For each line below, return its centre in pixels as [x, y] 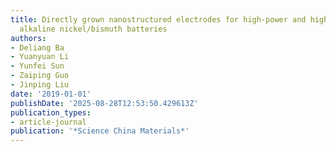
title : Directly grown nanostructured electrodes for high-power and [158, 19]
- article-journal [48, 122]
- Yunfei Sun [37, 66]
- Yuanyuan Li [40, 57]
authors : [28, 38]
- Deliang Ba [37, 47]
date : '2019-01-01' [51, 94]
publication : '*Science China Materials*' [100, 131]
